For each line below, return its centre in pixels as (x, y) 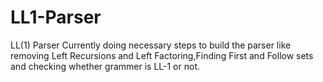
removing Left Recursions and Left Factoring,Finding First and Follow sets (162, 55)
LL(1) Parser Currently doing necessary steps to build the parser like (151, 45)
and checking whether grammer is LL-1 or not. (105, 66)
